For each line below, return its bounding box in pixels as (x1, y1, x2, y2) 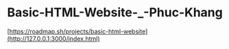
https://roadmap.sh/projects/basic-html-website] (9, 27, 148, 35)
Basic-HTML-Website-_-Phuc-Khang (7, 5, 223, 20)
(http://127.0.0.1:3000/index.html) (7, 34, 101, 42)
